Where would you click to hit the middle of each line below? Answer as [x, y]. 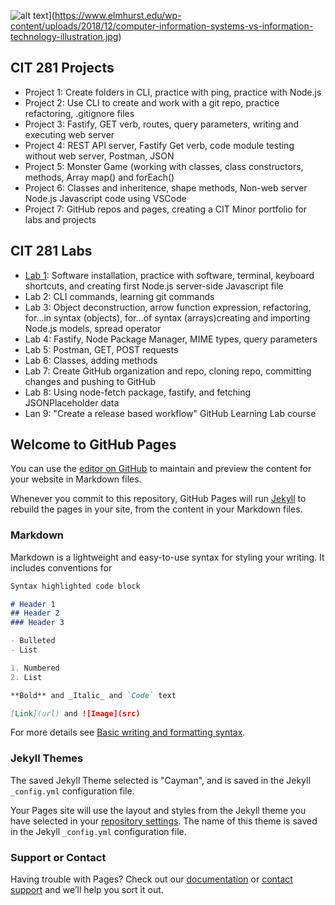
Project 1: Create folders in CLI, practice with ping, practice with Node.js [173, 92]
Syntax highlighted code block [75, 586]
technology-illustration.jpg [64, 36]
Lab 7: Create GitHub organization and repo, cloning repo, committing [168, 371]
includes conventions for [61, 567]
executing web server [69, 134]
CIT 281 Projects [62, 68]
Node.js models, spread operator [93, 328]
